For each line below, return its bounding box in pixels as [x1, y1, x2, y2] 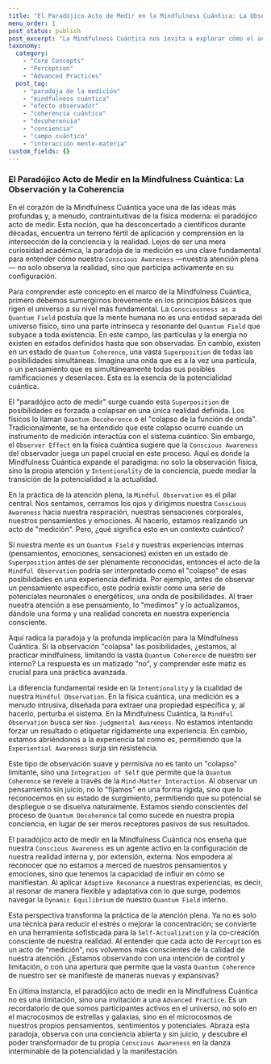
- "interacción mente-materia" [23, 139, 128, 148]
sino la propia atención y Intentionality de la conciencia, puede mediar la [8, 466, 256, 475]
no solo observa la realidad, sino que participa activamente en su [17, 262, 234, 272]
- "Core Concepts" [23, 57, 85, 65]
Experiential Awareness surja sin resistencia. [8, 743, 159, 753]
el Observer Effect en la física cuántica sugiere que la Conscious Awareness [8, 440, 259, 450]
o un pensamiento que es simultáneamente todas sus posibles [8, 364, 216, 374]
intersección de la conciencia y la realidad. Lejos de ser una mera [8, 236, 227, 247]
